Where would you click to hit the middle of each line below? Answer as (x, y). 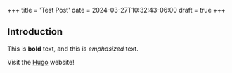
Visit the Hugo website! (41, 62)
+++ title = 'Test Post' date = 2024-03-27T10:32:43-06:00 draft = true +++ (117, 10)
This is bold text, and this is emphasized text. (73, 49)
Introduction (35, 32)
